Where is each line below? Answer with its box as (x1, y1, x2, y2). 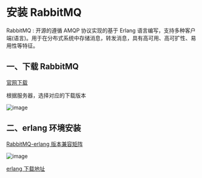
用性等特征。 (6, 42, 38, 49)
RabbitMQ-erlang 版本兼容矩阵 (6, 140, 83, 148)
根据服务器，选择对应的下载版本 (6, 92, 86, 99)
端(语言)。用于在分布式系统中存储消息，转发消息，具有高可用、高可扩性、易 (6, 34, 197, 41)
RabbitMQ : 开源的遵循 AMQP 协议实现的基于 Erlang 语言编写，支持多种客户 (6, 27, 196, 34)
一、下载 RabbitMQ (6, 61, 79, 72)
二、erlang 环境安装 (6, 123, 81, 134)
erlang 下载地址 (6, 165, 45, 172)
